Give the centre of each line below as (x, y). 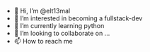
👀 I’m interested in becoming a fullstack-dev (78, 18)
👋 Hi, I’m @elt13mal (42, 11)
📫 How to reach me (43, 41)
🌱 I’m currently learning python (59, 26)
